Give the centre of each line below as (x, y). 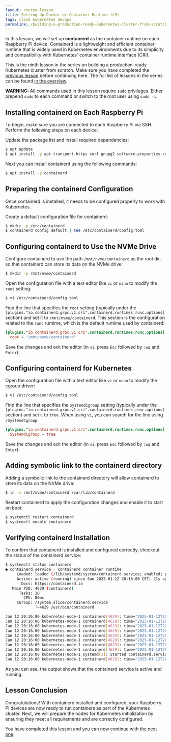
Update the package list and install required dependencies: (67, 140)
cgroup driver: (20, 386)
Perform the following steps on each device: (52, 130)
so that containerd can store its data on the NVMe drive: (64, 264)
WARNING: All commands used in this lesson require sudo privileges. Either (84, 91)
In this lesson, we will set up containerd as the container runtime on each (82, 39)
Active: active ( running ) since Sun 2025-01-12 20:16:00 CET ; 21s (88, 579)
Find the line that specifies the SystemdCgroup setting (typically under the (81, 405)
